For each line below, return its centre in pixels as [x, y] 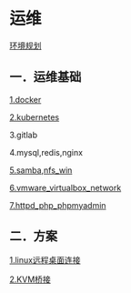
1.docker [25, 99]
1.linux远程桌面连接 [45, 259]
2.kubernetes [35, 117]
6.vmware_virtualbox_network [65, 187]
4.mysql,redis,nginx [46, 152]
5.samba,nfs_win [41, 170]
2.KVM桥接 [30, 279]
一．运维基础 [45, 77]
